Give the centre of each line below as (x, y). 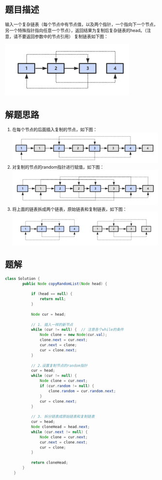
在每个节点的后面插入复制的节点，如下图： (55, 129)
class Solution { (23, 279)
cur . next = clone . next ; (64, 442)
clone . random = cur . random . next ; (82, 391)
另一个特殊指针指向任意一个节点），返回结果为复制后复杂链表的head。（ (76, 30)
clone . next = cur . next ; (64, 340)
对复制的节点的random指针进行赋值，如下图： (58, 167)
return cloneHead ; (49, 463)
